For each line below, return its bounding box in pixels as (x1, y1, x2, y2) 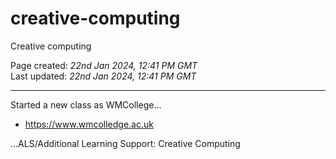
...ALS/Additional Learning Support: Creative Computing (10, 137, 241, 149)
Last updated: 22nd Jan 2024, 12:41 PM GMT (10, 70, 197, 82)
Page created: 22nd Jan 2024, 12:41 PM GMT (10, 59, 198, 71)
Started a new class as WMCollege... (10, 98, 162, 111)
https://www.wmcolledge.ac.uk (24, 118, 154, 130)
